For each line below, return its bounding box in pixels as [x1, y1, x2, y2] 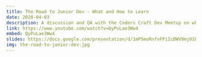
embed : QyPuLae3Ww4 [6, 31, 55, 37]
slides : [6, 36, 26, 42]
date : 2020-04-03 [6, 14, 50, 20]
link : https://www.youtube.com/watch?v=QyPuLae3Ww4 [6, 25, 138, 31]
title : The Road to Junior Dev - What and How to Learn [6, 8, 149, 15]
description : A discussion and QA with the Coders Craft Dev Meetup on [6, 20, 189, 26]
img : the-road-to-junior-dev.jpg [6, 42, 90, 48]
